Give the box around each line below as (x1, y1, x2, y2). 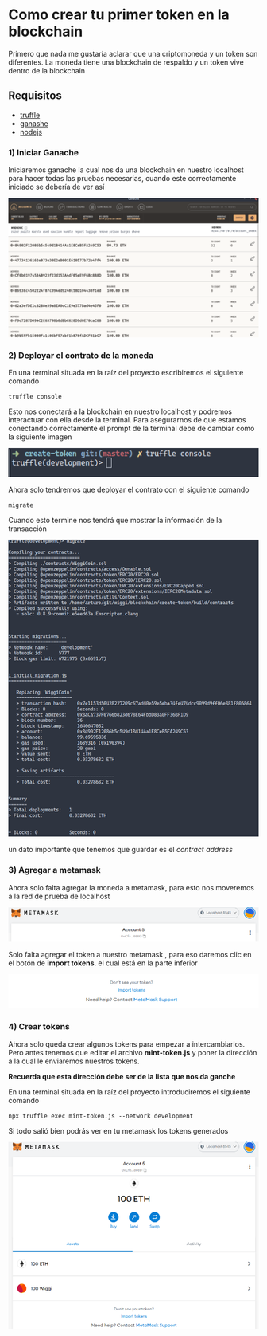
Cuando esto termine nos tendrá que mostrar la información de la (8, 515, 222, 525)
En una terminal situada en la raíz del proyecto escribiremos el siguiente (8, 367, 244, 377)
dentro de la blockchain (8, 65, 86, 75)
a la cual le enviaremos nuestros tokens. (8, 1056, 140, 1066)
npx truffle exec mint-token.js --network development (8, 1112, 194, 1120)
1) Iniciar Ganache (8, 147, 79, 158)
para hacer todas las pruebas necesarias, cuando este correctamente (8, 174, 237, 183)
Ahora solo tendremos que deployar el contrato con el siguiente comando (8, 485, 250, 494)
